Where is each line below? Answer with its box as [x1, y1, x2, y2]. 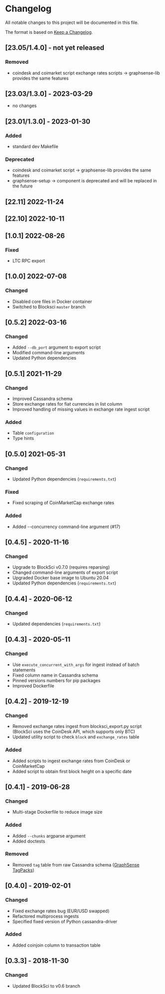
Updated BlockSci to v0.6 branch [12, 983, 81, 989]
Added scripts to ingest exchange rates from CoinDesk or [12, 758, 131, 764]
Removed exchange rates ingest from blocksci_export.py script [12, 723, 142, 729]
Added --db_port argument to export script [12, 344, 101, 350]
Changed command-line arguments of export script [12, 569, 118, 575]
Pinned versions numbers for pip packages [12, 677, 101, 683]
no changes [12, 103, 37, 109]
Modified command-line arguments [12, 350, 85, 356]
